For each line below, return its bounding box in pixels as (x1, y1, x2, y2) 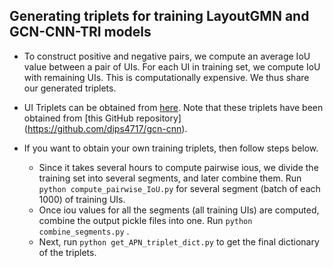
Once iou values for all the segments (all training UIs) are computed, (38, 204, 320, 216)
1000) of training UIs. (38, 193, 126, 205)
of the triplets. (38, 246, 97, 258)
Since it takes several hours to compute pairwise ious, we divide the (38, 161, 319, 173)
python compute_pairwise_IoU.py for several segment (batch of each (38, 182, 321, 194)
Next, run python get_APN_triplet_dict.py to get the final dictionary (38, 235, 320, 248)
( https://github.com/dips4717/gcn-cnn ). (23, 122, 188, 134)
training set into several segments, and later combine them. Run (38, 172, 302, 184)
